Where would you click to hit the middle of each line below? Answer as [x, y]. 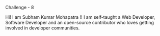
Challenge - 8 [20, 7]
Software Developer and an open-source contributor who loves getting [80, 23]
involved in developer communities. [43, 28]
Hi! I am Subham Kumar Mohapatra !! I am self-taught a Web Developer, [80, 17]
